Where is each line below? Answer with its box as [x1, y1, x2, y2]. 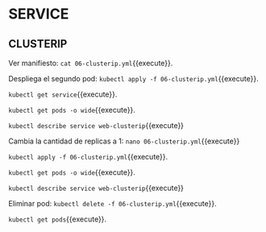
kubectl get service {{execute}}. [8, 89, 118, 99]
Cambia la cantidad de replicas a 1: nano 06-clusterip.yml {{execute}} [8, 136, 240, 146]
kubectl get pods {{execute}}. [8, 214, 107, 224]
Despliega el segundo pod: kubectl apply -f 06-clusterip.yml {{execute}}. [8, 74, 260, 83]
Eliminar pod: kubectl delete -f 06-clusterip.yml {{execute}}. [8, 199, 217, 208]
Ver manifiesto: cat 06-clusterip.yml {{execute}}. [8, 58, 173, 68]
